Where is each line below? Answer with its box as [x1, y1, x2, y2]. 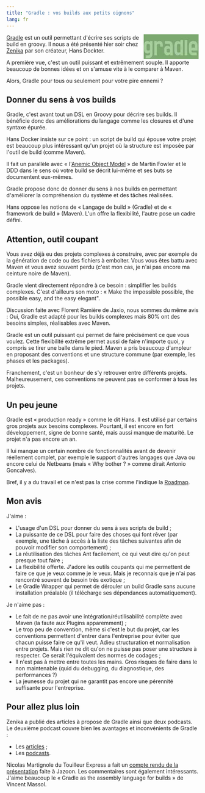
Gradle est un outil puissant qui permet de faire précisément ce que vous [6, 331, 190, 339]
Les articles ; [15, 742, 48, 750]
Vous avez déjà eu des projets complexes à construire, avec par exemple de [6, 250, 198, 258]
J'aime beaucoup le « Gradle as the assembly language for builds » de [6, 774, 184, 781]
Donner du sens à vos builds [6, 95, 117, 105]
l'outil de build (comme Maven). [6, 148, 86, 156]
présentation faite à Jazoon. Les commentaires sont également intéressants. [6, 767, 199, 775]
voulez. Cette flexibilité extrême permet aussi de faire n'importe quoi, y [6, 338, 185, 345]
